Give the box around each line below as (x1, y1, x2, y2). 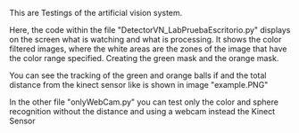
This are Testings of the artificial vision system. (9, 8, 183, 18)
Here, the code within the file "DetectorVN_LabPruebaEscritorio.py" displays (9, 25, 291, 35)
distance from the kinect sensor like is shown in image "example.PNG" (9, 80, 269, 90)
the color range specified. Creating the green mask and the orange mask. (9, 53, 279, 63)
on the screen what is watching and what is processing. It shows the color (9, 35, 282, 44)
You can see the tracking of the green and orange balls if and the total (9, 70, 267, 81)
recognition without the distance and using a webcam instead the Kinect (9, 106, 276, 116)
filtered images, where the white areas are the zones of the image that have (9, 43, 287, 54)
